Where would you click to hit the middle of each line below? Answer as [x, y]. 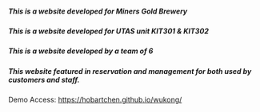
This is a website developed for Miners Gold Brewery [98, 11]
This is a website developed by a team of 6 [81, 51]
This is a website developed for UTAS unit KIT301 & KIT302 [109, 31]
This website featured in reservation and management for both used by [130, 71]
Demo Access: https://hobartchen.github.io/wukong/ [95, 100]
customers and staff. [44, 79]
